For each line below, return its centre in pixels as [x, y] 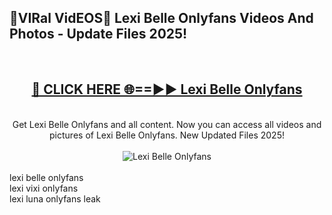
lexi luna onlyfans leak [55, 198]
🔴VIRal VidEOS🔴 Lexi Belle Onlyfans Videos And [161, 18]
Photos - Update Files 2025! [98, 34]
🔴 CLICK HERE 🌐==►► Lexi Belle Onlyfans [167, 89]
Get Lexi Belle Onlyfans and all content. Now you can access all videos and [167, 124]
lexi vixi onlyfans [44, 188]
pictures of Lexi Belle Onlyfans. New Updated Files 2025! [167, 135]
